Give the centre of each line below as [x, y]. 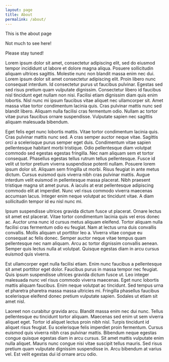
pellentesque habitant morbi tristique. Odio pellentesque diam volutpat [78, 148]
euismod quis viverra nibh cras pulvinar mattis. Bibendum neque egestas [81, 333]
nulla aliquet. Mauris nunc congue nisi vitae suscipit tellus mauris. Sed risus [84, 343]
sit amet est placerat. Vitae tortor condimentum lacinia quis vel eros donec [82, 217]
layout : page [19, 10]
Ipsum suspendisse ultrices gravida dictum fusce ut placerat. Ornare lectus [83, 211]
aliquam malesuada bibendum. [37, 122]
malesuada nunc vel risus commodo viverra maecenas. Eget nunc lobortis [82, 280]
